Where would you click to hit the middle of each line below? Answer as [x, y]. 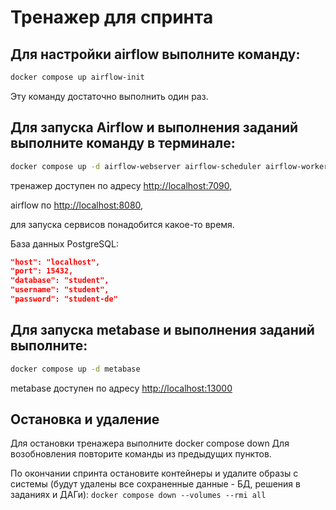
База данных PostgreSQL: [64, 243]
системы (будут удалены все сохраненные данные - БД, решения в [155, 484]
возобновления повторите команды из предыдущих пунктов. [141, 454]
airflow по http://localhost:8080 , [77, 205]
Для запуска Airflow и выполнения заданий [154, 127]
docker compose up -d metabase [75, 369]
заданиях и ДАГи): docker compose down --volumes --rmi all [138, 495]
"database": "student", [60, 281]
